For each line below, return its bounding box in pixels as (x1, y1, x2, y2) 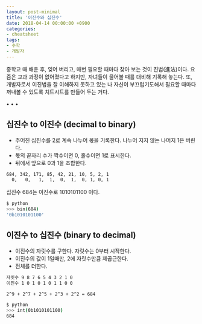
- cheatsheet (6, 31, 39, 37)
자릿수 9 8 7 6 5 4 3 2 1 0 (6, 274, 74, 280)
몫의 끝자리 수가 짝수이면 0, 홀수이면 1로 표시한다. (14, 152, 131, 159)
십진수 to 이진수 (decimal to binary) (6, 119, 136, 130)
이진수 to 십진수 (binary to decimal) (6, 230, 136, 241)
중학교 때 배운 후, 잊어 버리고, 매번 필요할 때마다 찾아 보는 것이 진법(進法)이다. (6, 65, 189, 73)
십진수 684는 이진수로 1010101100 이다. (6, 189, 100, 196)
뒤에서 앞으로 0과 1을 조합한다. (14, 159, 87, 166)
